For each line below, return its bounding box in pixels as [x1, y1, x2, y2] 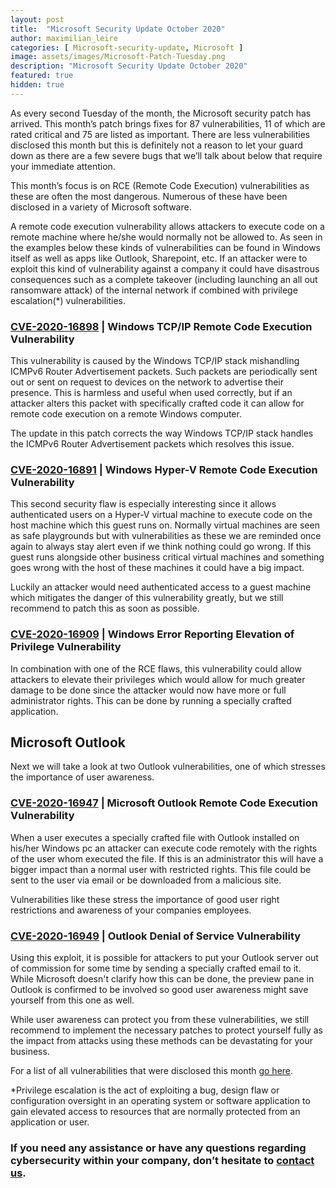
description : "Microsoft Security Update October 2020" [10, 61, 248, 71]
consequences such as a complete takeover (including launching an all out [10, 273, 318, 285]
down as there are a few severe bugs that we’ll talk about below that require [10, 149, 323, 161]
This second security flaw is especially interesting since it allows [10, 498, 277, 510]
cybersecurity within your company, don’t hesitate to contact [10, 1153, 315, 1167]
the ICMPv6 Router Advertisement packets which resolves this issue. [10, 438, 295, 450]
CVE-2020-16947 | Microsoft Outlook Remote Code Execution [10, 796, 318, 810]
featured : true [10, 71, 74, 81]
